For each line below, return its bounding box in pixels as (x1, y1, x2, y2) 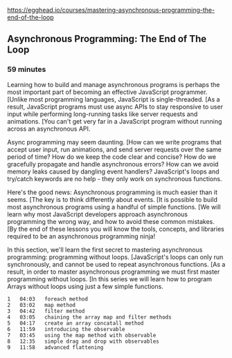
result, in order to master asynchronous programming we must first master (7, 267, 220, 276)
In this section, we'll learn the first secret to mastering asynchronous (7, 245, 203, 254)
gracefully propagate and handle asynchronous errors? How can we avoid (7, 160, 219, 168)
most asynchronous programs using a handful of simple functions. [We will (7, 202, 221, 211)
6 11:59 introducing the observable (7, 326, 126, 332)
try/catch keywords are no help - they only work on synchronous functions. (7, 174, 222, 182)
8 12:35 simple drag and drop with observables (7, 338, 159, 345)
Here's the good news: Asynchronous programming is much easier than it (7, 188, 218, 196)
